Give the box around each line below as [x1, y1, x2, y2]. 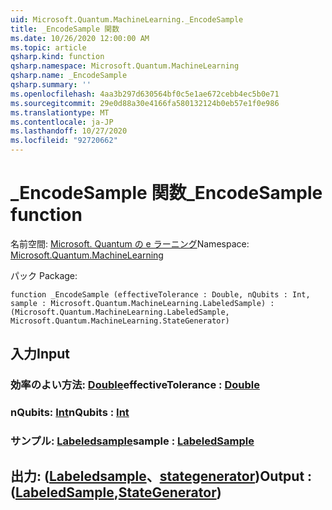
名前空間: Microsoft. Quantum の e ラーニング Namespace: [10, 237, 250, 250]
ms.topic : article [10, 42, 87, 53]
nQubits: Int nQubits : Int [10, 406, 130, 420]
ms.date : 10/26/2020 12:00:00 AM [10, 33, 150, 43]
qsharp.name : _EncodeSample [10, 71, 128, 81]
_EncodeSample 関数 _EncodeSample [10, 182, 323, 205]
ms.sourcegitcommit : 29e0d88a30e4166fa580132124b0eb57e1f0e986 [10, 98, 280, 108]
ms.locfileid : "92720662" [10, 136, 118, 146]
